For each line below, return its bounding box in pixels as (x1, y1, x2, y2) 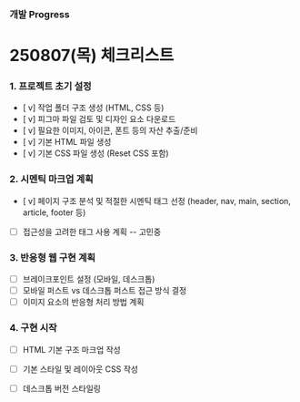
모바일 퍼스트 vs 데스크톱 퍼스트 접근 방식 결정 (22, 285, 187, 296)
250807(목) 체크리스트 (9, 46, 175, 66)
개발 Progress (9, 7, 70, 20)
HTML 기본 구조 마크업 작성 (22, 344, 121, 355)
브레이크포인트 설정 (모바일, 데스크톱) (22, 273, 155, 284)
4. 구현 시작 (9, 322, 57, 335)
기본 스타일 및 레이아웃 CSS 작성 (22, 363, 139, 375)
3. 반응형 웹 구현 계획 (9, 251, 96, 263)
